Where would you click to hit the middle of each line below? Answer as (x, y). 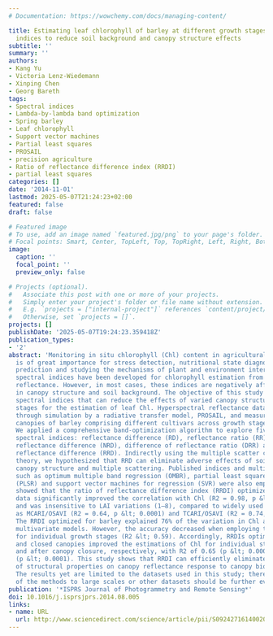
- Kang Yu (25, 69)
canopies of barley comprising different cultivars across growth (130, 423)
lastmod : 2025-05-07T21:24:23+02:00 (70, 197)
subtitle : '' (30, 46)
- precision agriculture (50, 159)
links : (19, 604)
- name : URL (28, 612)
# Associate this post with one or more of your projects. (114, 294)
